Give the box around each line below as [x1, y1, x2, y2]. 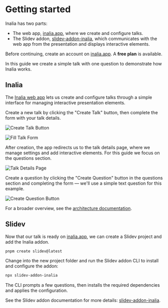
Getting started [5, 4, 71, 15]
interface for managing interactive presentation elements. [5, 99, 126, 106]
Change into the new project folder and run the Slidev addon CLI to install [5, 258, 159, 264]
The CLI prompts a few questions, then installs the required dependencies [5, 282, 160, 288]
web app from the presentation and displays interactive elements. [12, 41, 150, 47]
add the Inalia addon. [5, 238, 50, 245]
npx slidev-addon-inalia [5, 273, 58, 278]
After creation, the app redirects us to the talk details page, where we [5, 144, 150, 150]
